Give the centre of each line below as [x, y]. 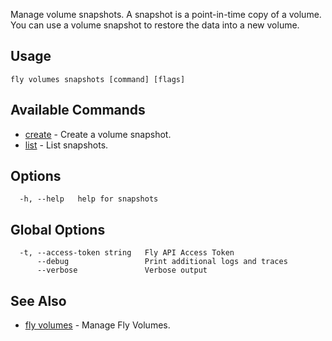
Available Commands [78, 110]
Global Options [58, 229]
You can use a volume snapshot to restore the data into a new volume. [155, 25]
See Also [38, 300]
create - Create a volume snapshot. [98, 134]
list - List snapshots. [66, 145]
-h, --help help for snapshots [89, 199]
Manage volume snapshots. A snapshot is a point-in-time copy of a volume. [166, 14]
